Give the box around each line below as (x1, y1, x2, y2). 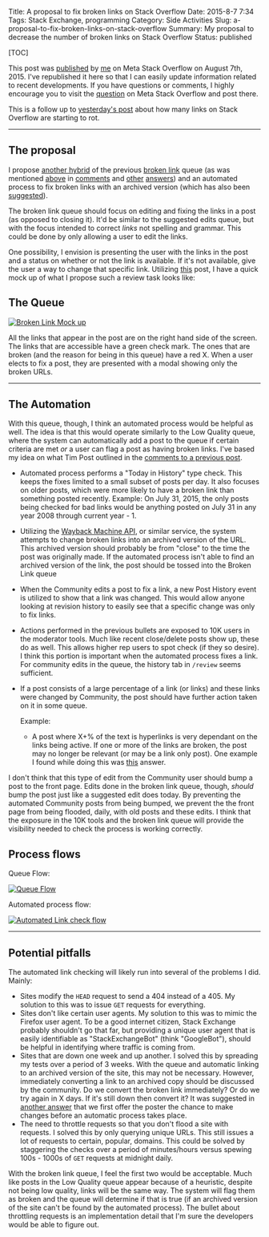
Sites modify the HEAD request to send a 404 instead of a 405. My (19, 992, 235, 1001)
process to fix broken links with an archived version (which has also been (8, 182, 251, 192)
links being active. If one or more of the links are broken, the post (31, 741, 247, 750)
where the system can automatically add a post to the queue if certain (8, 436, 239, 446)
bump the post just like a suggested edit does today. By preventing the (8, 790, 242, 800)
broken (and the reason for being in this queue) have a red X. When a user (8, 350, 254, 359)
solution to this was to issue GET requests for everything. (19, 1000, 206, 1009)
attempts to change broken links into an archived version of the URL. (19, 535, 247, 544)
